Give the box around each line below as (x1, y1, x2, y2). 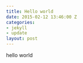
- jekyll (6, 24, 27, 31)
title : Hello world (6, 8, 54, 15)
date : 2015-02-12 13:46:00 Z (6, 14, 77, 20)
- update (6, 30, 27, 36)
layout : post (6, 36, 38, 41)
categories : (6, 19, 35, 25)
